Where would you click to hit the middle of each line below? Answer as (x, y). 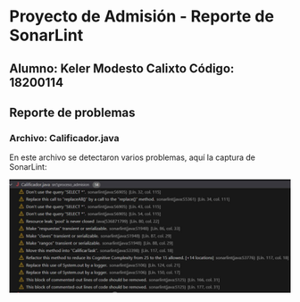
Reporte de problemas (72, 112)
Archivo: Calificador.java (64, 138)
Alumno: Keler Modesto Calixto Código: (122, 68)
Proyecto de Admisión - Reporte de (142, 17)
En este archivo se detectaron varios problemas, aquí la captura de (133, 157)
